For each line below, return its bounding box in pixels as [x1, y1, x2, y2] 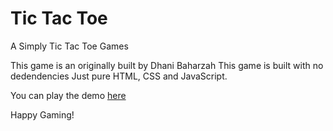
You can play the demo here [10, 89, 127, 101]
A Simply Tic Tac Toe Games [10, 40, 129, 52]
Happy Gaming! [10, 108, 75, 121]
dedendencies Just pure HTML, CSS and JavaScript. [10, 70, 228, 82]
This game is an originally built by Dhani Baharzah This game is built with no [10, 59, 324, 71]
